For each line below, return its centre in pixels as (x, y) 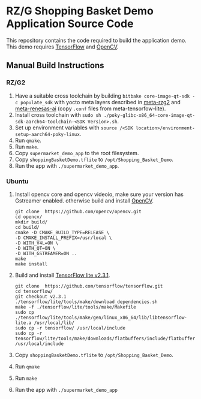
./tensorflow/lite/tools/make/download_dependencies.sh (86, 302)
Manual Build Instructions (55, 66)
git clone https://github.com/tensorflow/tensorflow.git (89, 286)
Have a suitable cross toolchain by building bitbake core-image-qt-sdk (102, 96)
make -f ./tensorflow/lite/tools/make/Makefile (75, 307)
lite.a (23, 323)
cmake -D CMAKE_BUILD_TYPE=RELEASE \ (62, 232)
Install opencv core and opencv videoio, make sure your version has (99, 194)
